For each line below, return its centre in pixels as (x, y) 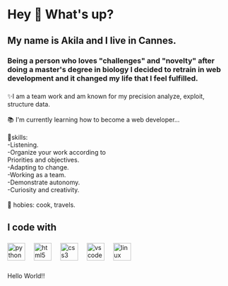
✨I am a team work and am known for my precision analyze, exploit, (106, 96)
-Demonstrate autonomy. (44, 182)
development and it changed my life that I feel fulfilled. (103, 78)
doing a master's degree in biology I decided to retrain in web (114, 69)
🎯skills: (18, 138)
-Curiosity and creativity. (43, 190)
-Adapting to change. (38, 167)
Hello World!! (26, 275)
